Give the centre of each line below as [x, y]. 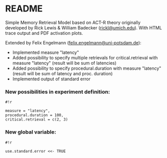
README [24, 9]
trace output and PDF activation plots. [44, 33]
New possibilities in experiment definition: [57, 92]
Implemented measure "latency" [45, 52]
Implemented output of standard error [51, 79]
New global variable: [31, 132]
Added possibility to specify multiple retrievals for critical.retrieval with [85, 57]
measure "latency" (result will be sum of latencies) [64, 63]
